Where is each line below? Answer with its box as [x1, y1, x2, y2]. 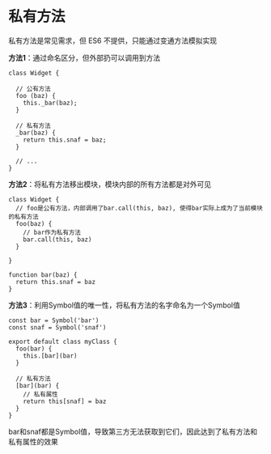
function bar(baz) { [8, 270, 78, 279]
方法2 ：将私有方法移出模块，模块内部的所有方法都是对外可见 [8, 179, 212, 189]
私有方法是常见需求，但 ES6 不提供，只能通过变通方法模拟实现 [8, 36, 217, 45]
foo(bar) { [15, 345, 53, 353]
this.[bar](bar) [23, 351, 78, 360]
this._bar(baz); [23, 99, 78, 107]
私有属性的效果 [8, 436, 58, 446]
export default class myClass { [8, 337, 117, 346]
